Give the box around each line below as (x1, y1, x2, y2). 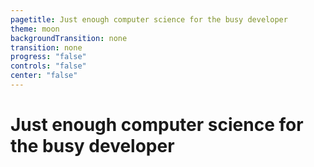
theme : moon (10, 24, 60, 34)
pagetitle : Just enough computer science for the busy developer (10, 14, 288, 25)
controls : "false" (10, 61, 87, 71)
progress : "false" (10, 52, 87, 62)
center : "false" (10, 71, 78, 81)
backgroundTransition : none (10, 33, 128, 43)
